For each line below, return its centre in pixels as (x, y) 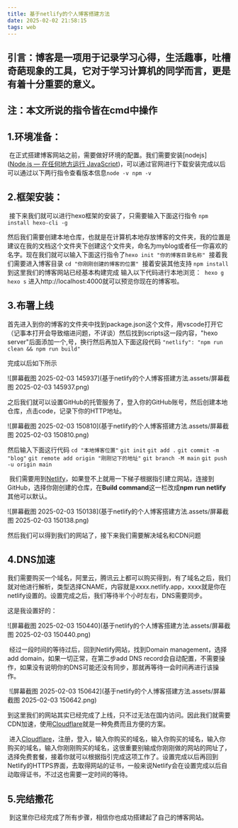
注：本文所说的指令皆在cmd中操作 (83, 110)
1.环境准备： (34, 136)
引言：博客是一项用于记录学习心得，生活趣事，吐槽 (119, 57)
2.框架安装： (35, 197)
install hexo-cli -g (38, 223)
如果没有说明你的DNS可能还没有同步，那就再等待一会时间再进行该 (116, 667)
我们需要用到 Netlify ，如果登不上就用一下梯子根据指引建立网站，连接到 (112, 478)
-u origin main (30, 465)
